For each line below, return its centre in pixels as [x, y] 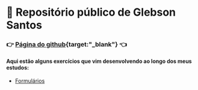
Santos [24, 25]
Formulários [30, 81]
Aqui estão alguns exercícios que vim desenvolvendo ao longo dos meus [99, 61]
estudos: [17, 67]
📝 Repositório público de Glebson [91, 12]
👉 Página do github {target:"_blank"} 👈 [67, 45]
